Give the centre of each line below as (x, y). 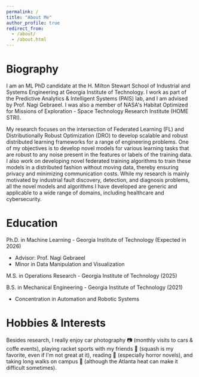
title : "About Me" (29, 17)
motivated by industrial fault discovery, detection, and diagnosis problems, (98, 180)
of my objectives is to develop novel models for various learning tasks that (98, 148)
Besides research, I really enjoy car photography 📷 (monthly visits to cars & (99, 340)
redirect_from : (25, 28)
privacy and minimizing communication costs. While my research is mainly (98, 174)
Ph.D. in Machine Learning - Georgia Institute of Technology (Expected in (96, 239)
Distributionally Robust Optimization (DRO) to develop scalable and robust (97, 135)
